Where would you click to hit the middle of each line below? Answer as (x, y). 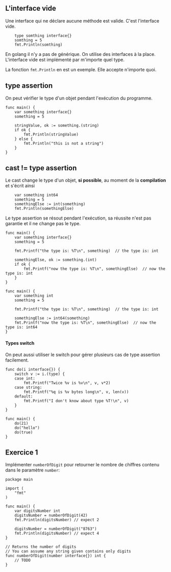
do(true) (24, 432)
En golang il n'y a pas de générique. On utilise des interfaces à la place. (80, 54)
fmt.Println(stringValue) (51, 134)
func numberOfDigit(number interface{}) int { (56, 556)
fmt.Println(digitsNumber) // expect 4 (57, 534)
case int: (25, 378)
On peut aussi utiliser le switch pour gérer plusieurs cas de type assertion (83, 354)
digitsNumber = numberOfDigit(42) (51, 516)
